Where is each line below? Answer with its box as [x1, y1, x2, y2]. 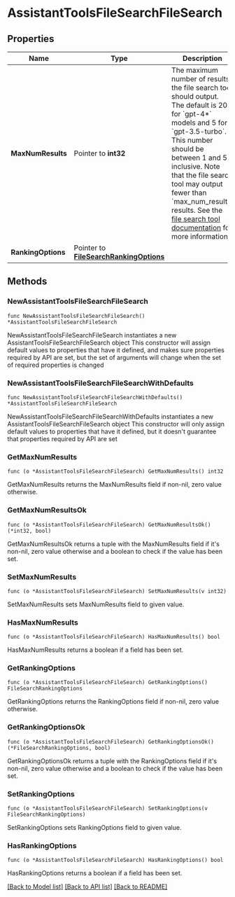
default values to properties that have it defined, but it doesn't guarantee [7, 427, 217, 436]
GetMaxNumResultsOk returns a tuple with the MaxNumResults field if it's [7, 539, 220, 548]
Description [182, 54, 222, 63]
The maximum [171, 65, 219, 75]
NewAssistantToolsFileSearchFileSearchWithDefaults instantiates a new [7, 412, 214, 421]
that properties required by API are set [7, 434, 117, 443]
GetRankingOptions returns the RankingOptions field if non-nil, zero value [7, 697, 219, 706]
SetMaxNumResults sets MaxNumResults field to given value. [7, 600, 185, 609]
